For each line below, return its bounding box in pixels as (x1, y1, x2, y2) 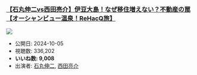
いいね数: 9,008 (14, 55, 55, 62)
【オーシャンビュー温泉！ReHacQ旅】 (6, 14, 116, 22)
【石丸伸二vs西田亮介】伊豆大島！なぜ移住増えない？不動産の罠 (6, 5, 191, 13)
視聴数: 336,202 (14, 48, 55, 55)
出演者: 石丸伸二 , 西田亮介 (14, 62, 79, 70)
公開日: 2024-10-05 (14, 40, 64, 47)
